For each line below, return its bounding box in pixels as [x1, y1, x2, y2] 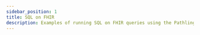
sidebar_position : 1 [6, 8, 58, 15]
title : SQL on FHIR [6, 14, 55, 20]
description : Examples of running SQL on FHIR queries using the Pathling [6, 20, 196, 26]
